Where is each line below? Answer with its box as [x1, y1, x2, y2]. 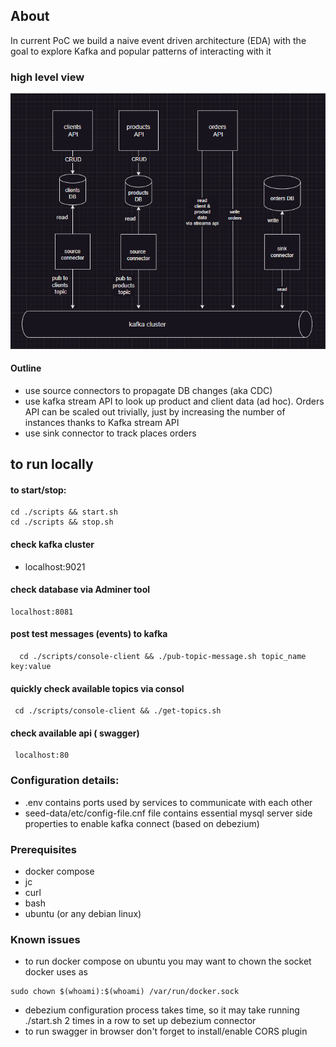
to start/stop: [10, 484, 67, 496]
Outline [10, 362, 42, 374]
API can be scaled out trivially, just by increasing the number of [24, 405, 286, 418]
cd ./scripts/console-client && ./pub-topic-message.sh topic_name [19, 651, 307, 661]
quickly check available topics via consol [10, 682, 185, 694]
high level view [10, 70, 85, 84]
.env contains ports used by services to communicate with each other [24, 796, 313, 808]
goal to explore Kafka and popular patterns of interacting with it [10, 45, 272, 57]
